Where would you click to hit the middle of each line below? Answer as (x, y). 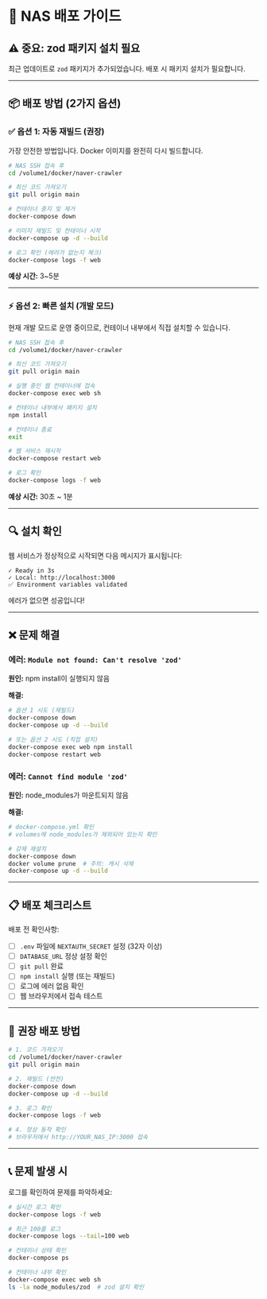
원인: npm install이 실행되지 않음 (59, 679)
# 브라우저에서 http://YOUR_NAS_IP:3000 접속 (78, 1138)
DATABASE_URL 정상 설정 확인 (63, 956)
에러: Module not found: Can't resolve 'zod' (95, 660)
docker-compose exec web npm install (71, 747)
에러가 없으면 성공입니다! (46, 600)
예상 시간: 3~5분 (34, 276)
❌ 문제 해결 (34, 636)
